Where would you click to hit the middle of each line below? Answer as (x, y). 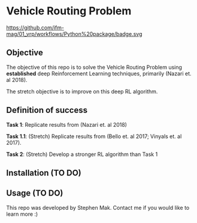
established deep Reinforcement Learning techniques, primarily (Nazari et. (99, 74)
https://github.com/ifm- (35, 28)
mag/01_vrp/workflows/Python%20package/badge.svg (74, 33)
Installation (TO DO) (44, 172)
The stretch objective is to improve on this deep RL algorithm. (82, 91)
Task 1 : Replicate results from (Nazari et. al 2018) (67, 124)
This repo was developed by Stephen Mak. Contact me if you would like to (98, 207)
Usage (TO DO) (35, 193)
